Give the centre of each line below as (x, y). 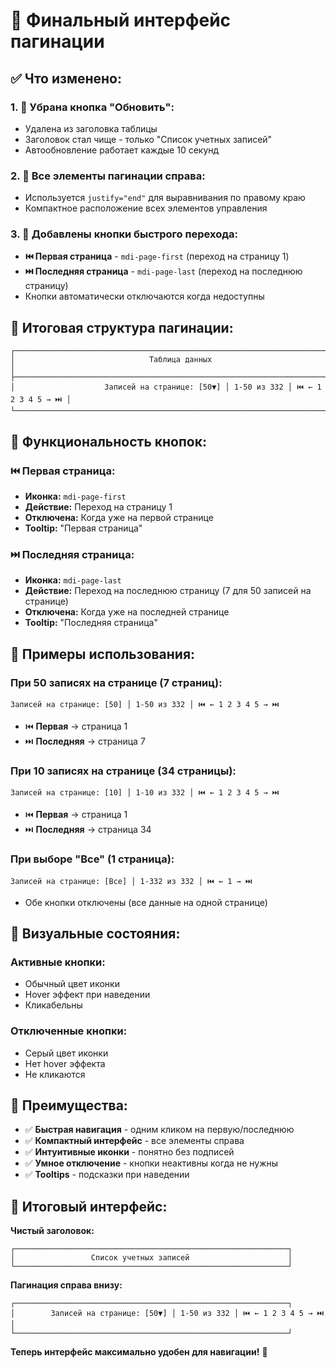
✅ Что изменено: (66, 78)
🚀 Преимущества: (69, 1105)
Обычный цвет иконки (72, 984)
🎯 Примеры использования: (103, 654)
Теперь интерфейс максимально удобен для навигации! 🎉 (139, 1352)
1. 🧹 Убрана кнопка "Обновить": (92, 107)
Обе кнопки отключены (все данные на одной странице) (146, 902)
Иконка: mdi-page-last (73, 580)
